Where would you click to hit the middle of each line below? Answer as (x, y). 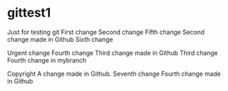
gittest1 (29, 13)
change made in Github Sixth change (60, 39)
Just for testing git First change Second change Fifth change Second (106, 32)
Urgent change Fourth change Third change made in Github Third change (113, 53)
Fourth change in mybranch (47, 60)
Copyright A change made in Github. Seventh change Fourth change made (114, 74)
